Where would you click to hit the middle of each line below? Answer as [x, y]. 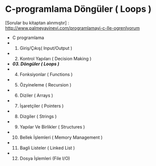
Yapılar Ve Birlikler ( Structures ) [52, 126]
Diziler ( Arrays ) [36, 95]
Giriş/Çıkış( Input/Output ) [46, 48]
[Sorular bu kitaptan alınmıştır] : [37, 23]
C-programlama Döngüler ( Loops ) [78, 9]
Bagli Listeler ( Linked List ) [47, 148]
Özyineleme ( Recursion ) [46, 84]
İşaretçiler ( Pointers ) [42, 106]
